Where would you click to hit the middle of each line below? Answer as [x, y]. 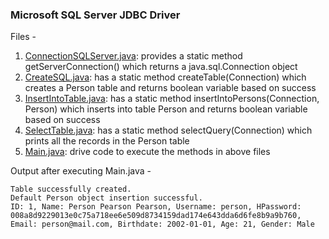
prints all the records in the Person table [107, 141]
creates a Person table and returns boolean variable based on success [170, 88]
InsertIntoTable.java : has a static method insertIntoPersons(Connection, [172, 99]
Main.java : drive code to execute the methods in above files [147, 152]
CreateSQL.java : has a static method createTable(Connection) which [165, 77]
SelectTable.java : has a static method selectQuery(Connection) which [168, 130]
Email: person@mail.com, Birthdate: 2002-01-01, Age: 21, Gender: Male [162, 224]
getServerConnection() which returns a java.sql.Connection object [161, 67]
